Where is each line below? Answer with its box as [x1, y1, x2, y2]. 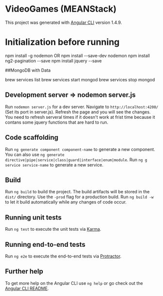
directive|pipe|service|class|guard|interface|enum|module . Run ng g [5, 157, 147, 163]
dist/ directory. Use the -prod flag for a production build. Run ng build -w [5, 194, 154, 200]
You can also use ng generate [5, 151, 65, 157]
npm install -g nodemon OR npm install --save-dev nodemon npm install [5, 53, 150, 58]
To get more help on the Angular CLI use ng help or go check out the [5, 280, 143, 286]
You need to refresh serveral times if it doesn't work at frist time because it [5, 114, 155, 120]
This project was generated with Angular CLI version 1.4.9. [5, 19, 122, 25]
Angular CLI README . [5, 285, 49, 291]
